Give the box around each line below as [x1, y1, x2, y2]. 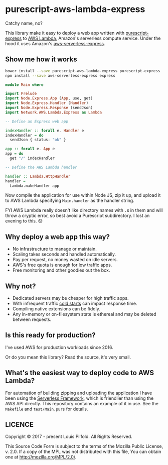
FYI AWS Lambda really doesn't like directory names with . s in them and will [5, 207, 163, 213]
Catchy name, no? [5, 20, 43, 26]
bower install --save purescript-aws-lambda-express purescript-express [5, 68, 160, 73]
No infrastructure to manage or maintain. [12, 246, 97, 252]
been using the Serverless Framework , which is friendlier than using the [5, 395, 154, 401]
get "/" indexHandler [10, 156, 55, 161]
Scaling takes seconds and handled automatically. [12, 251, 116, 257]
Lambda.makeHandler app [10, 183, 59, 188]
